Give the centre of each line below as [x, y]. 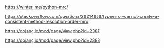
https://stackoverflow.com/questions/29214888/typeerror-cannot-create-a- [82, 16]
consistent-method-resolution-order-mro [47, 22]
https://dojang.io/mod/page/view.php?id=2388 [53, 40]
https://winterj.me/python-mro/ [37, 7]
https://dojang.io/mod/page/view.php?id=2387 [52, 31]
